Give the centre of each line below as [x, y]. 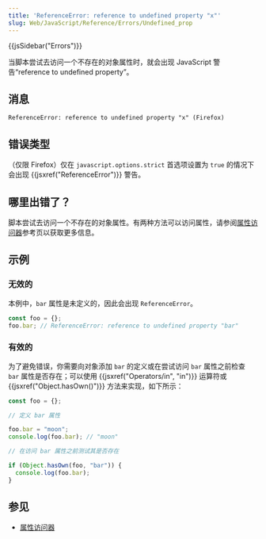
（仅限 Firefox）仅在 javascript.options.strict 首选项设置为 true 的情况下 [131, 165]
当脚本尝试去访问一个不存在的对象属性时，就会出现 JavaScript [110, 62]
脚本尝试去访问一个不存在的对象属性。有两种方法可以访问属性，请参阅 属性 [129, 222]
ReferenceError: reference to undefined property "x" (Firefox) [116, 118]
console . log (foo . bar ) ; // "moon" [63, 437]
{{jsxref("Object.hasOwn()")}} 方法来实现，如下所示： [96, 386]
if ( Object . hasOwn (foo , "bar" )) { [65, 466]
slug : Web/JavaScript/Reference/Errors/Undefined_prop [101, 23]
